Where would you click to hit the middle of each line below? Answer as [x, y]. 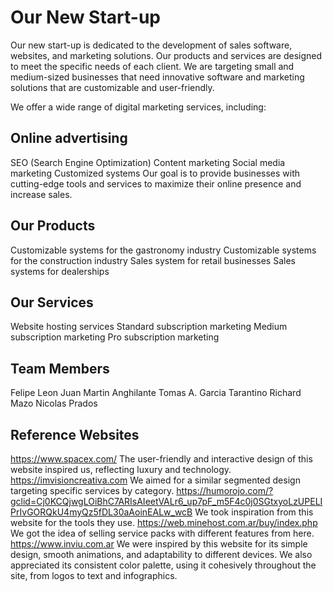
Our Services [52, 302]
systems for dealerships [60, 271]
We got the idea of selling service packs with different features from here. [162, 533]
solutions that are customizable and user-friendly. [112, 87]
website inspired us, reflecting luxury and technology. [121, 469]
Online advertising [69, 138]
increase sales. [41, 194]
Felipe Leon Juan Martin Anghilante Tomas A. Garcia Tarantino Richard [156, 393]
